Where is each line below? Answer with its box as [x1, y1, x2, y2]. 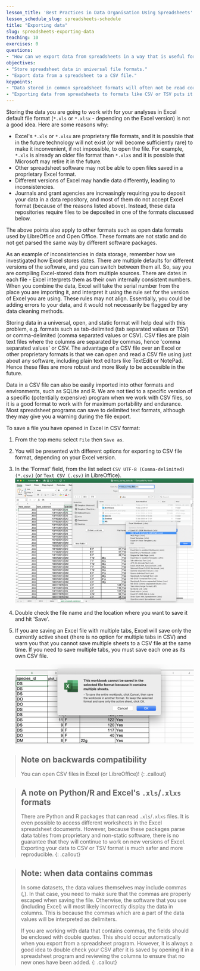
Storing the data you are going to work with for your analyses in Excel [6, 108, 177, 116]
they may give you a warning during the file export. [6, 413, 132, 420]
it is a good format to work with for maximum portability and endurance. [6, 400, 183, 407]
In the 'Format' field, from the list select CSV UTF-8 [14, 465, 137, 472]
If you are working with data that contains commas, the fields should [20, 927, 189, 935]
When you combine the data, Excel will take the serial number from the [6, 282, 180, 289]
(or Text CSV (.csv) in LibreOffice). [35, 472, 122, 479]
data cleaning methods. [6, 307, 64, 315]
